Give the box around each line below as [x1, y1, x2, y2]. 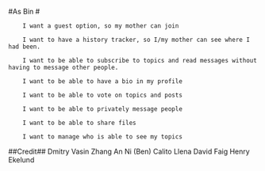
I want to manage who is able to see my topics [22, 133, 182, 141]
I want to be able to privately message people [22, 105, 182, 113]
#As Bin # [8, 7, 40, 16]
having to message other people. [8, 63, 119, 71]
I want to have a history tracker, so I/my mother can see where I [22, 36, 250, 44]
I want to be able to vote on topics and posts [22, 91, 182, 99]
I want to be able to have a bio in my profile [22, 78, 182, 85]
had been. [8, 43, 41, 51]
